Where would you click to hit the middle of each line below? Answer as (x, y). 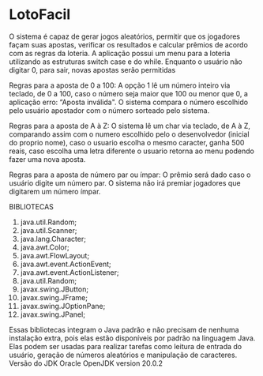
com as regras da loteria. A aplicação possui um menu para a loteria (120, 53)
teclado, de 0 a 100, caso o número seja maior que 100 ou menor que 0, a (128, 93)
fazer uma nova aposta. (47, 159)
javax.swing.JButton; (54, 289)
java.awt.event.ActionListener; (70, 272)
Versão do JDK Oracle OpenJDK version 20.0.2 (86, 363)
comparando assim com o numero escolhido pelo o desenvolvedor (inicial (129, 134)
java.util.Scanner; (49, 230)
